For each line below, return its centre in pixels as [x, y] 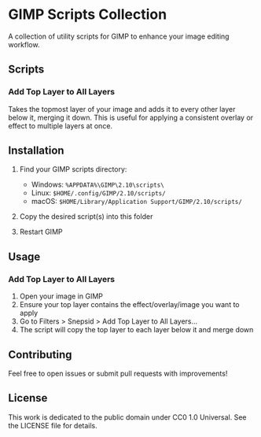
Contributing [40, 355]
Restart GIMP [41, 232]
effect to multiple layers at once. [60, 126]
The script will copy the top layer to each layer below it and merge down [136, 330]
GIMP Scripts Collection [88, 15]
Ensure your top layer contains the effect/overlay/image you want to [129, 305]
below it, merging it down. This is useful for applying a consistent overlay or [131, 117]
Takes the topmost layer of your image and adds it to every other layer [122, 109]
